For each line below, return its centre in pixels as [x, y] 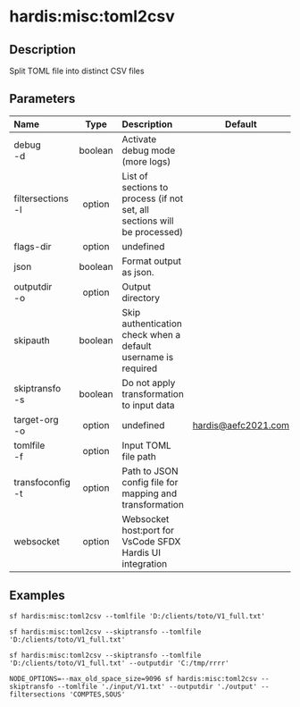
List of [135, 176]
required [140, 368]
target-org [36, 419]
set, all [136, 209]
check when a [151, 334]
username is [148, 357]
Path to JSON [150, 471]
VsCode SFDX [151, 541]
